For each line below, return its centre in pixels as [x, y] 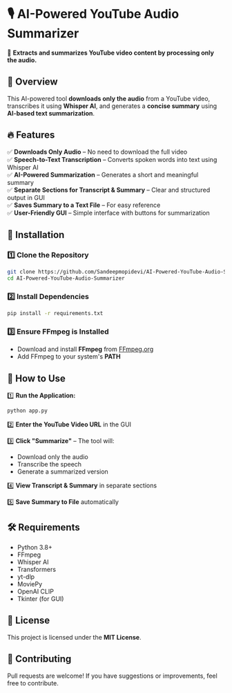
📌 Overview [32, 82]
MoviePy [30, 584]
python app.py [28, 411]
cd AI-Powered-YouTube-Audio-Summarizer [66, 278]
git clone [21, 272]
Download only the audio [52, 457]
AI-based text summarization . [51, 113]
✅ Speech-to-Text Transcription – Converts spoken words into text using [112, 159]
